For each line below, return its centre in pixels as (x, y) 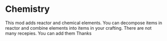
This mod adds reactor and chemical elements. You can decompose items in (84, 23)
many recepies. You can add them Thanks (48, 33)
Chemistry (27, 9)
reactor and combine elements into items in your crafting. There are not (79, 28)
